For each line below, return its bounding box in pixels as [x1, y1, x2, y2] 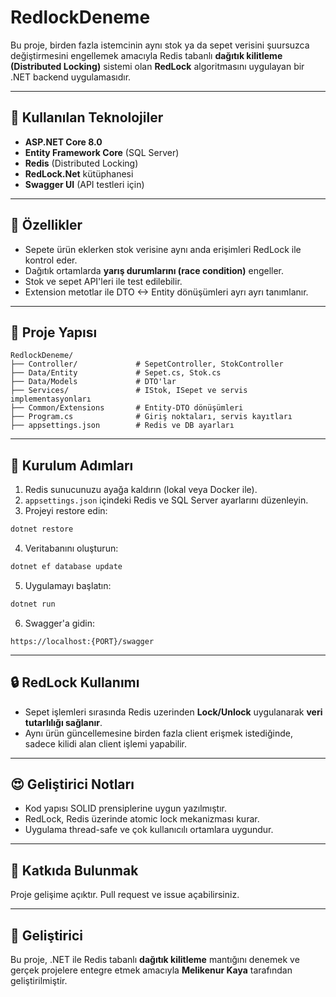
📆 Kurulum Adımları [10, 457, 134, 474]
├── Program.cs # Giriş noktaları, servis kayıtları [10, 412, 293, 422]
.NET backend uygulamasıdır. [10, 71, 132, 83]
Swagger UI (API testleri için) [24, 178, 145, 190]
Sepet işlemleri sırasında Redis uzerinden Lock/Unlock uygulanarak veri [24, 706, 323, 718]
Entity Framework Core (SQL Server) [24, 146, 180, 158]
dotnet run [10, 599, 56, 609]
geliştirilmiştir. [10, 975, 68, 987]
